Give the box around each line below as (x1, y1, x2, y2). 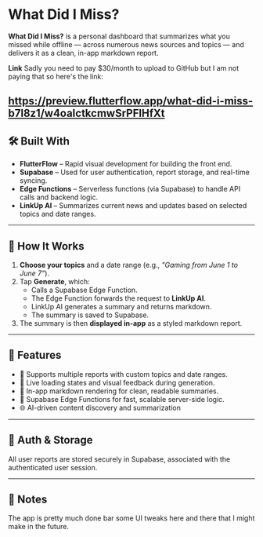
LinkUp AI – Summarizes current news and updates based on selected (19, 201, 247, 210)
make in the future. (8, 522, 69, 532)
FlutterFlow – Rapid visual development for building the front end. (19, 159, 232, 169)
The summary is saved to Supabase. (31, 310, 150, 320)
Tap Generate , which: (19, 276, 90, 286)
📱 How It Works (8, 239, 85, 253)
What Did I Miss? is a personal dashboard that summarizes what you (8, 31, 231, 41)
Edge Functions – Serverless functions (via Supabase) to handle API (19, 184, 241, 194)
